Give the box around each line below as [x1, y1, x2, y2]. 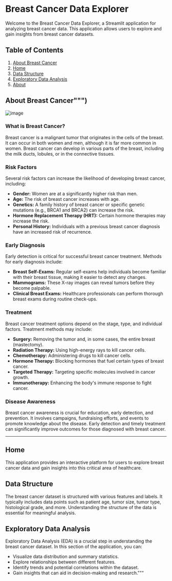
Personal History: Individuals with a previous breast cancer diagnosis [12, 223, 160, 230]
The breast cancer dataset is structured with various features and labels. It [5, 493, 163, 499]
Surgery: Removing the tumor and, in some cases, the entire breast [12, 336, 155, 342]
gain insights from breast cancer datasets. [5, 31, 95, 37]
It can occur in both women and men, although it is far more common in [5, 140, 156, 146]
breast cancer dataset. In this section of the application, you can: [5, 543, 142, 550]
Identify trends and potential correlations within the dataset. [12, 565, 139, 571]
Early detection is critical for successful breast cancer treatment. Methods [5, 253, 162, 259]
